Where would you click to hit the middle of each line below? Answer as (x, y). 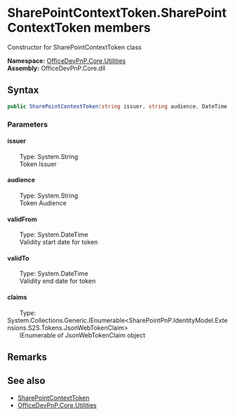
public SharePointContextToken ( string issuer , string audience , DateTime (117, 106)
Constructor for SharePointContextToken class (74, 47)
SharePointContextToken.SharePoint (117, 13)
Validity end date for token (58, 281)
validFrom (22, 219)
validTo (18, 258)
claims (17, 297)
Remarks (27, 357)
